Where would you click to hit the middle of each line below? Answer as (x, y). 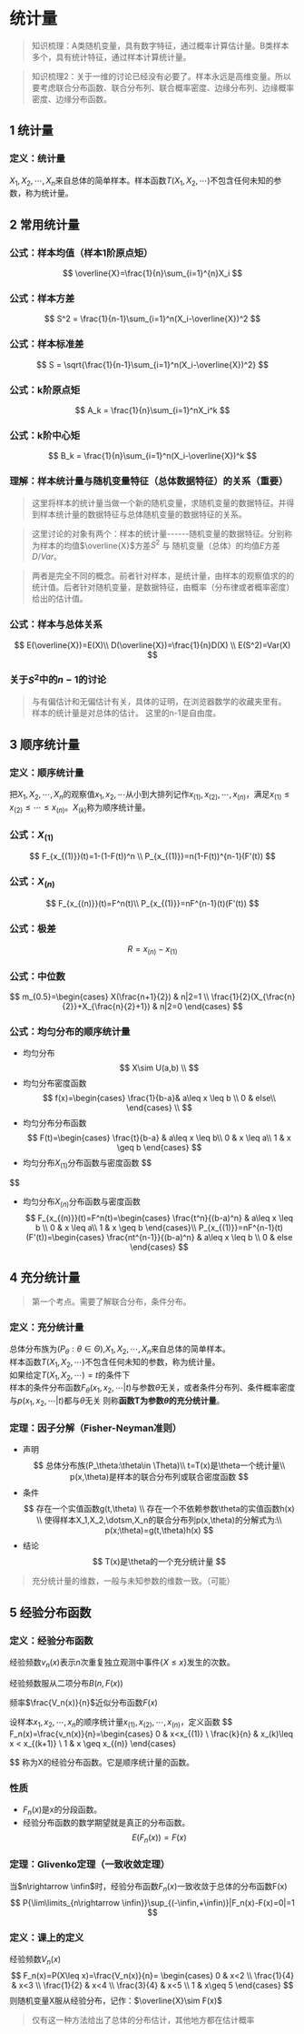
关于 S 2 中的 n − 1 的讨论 (58, 679)
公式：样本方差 (42, 299)
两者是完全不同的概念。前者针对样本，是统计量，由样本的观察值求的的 (163, 576)
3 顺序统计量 (44, 744)
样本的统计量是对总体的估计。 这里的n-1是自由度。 (126, 713)
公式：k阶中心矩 (45, 435)
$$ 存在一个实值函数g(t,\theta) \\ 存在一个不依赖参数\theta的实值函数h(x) (159, 1509)
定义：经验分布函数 (51, 1641)
